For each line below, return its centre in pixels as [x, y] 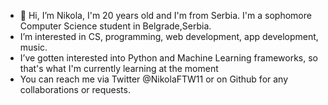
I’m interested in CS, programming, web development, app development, [169, 36]
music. [33, 47]
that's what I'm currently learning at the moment [119, 68]
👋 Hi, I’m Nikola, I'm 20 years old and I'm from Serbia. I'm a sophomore [165, 15]
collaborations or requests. [75, 89]
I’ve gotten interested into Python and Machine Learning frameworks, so [168, 58]
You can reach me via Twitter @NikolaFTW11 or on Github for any [154, 79]
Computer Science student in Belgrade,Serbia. [115, 26]
